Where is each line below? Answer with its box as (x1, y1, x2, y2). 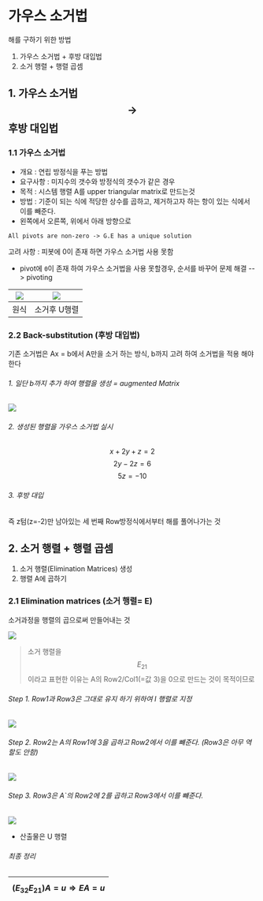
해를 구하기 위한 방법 (8, 35, 72, 44)
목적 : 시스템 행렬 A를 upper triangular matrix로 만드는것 (19, 186, 195, 196)
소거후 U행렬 (34, 304, 80, 315)
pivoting (26, 272, 53, 282)
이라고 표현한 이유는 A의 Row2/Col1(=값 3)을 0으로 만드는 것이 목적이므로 (27, 675, 255, 684)
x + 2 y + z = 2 (109, 447, 155, 456)
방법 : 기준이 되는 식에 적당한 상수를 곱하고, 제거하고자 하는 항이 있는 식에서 (19, 196, 250, 206)
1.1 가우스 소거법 (8, 148, 66, 159)
